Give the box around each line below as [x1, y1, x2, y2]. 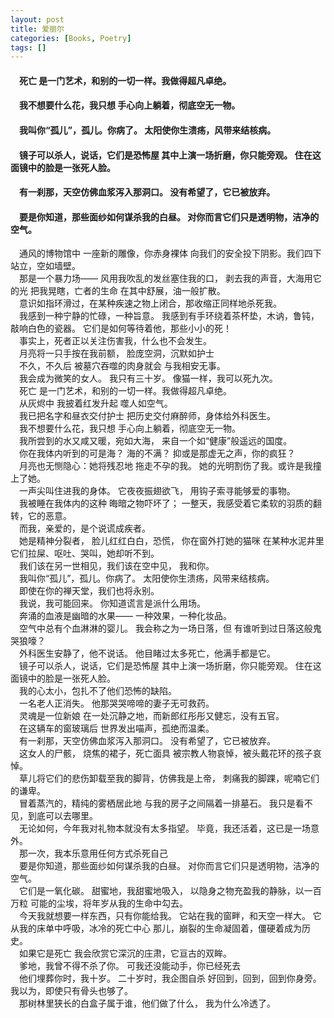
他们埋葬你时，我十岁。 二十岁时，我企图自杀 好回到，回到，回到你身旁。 [19, 972, 322, 985]
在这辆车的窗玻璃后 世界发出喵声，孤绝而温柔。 [19, 722, 215, 735]
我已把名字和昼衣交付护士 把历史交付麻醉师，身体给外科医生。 [19, 410, 276, 422]
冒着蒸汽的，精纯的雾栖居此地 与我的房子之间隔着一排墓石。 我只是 [19, 797, 296, 810]
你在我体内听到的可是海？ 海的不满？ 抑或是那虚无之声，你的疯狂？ [19, 447, 296, 460]
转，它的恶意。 [10, 510, 72, 522]
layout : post [10, 14, 65, 25]
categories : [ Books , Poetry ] [10, 33, 132, 43]
